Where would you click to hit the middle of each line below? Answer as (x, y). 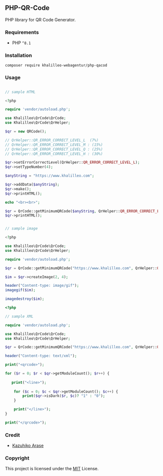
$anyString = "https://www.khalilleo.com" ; (50, 176)
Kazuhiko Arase (28, 445)
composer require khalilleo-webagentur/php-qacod (56, 66)
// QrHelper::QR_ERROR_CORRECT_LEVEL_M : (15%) (54, 145)
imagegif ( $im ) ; (20, 290)
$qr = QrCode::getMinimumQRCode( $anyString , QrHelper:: (63, 211)
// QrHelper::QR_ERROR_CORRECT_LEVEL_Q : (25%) (54, 149)
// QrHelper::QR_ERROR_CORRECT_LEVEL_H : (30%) (54, 154)
